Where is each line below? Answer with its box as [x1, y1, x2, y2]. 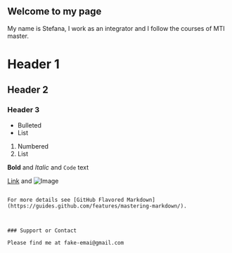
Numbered [17, 142, 49, 150]
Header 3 [7, 105, 40, 115]
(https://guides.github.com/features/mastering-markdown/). [7, 203, 188, 210]
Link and [7, 177, 32, 185]
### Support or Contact [7, 227, 77, 234]
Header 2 [7, 84, 49, 96]
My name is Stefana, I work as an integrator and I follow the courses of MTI [7, 24, 225, 32]
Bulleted [17, 121, 42, 129]
